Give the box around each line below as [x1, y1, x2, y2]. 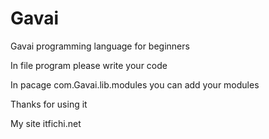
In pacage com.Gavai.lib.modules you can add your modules [10, 78, 260, 91]
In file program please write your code [10, 59, 168, 71]
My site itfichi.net [10, 117, 82, 129]
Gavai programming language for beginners [10, 40, 190, 52]
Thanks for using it [10, 98, 88, 110]
